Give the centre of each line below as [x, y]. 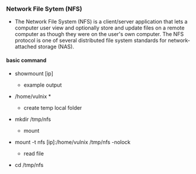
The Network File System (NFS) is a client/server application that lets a [101, 22]
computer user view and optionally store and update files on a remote [99, 28]
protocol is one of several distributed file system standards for [91, 41]
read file [34, 153]
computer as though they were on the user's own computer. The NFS [99, 34]
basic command [26, 60]
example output [43, 85]
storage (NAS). [56, 47]
